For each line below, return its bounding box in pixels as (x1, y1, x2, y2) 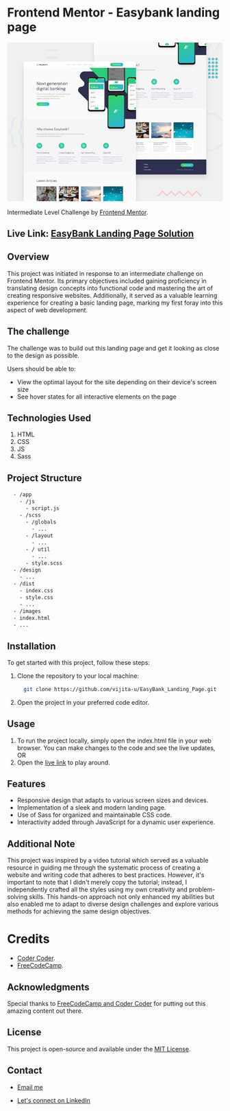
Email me (16, 1083, 43, 1091)
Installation (7, 640, 56, 652)
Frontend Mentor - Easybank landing (7, 5, 220, 21)
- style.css (19, 594, 53, 601)
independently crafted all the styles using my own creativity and (7, 885, 188, 893)
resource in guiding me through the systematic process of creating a (7, 863, 201, 872)
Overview (7, 251, 50, 263)
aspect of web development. (7, 305, 88, 314)
